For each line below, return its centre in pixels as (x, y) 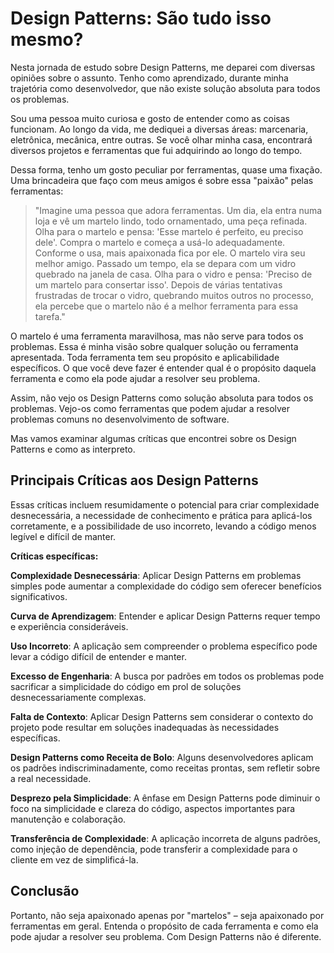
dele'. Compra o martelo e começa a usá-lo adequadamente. (160, 242)
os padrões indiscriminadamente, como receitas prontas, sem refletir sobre (165, 768)
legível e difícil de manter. (63, 536)
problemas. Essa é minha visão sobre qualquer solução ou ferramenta (154, 346)
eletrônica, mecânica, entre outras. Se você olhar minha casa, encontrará (161, 139)
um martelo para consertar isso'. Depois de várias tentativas (158, 284)
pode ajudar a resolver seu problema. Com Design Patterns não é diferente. (166, 936)
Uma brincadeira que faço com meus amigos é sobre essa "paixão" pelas (162, 180)
